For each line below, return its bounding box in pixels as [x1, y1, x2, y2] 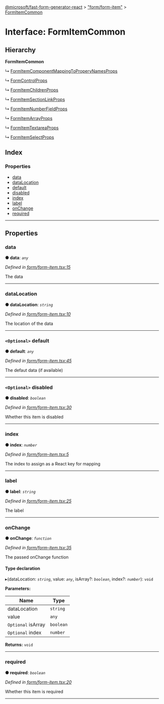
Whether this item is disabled [5, 414, 63, 420]
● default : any [5, 348, 34, 354]
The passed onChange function [5, 554, 69, 560]
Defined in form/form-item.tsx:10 [5, 311, 71, 317]
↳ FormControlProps [5, 78, 48, 83]
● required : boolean [5, 669, 45, 675]
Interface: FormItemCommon [5, 26, 125, 38]
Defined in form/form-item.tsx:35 [5, 545, 72, 551]
